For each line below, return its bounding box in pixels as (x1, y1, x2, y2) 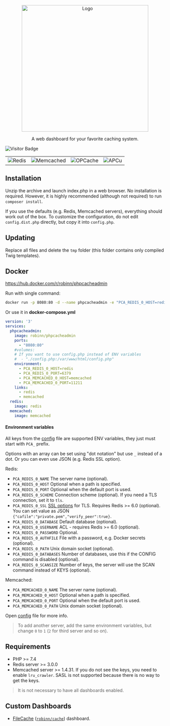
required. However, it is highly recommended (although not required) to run (5, 193, 162, 199)
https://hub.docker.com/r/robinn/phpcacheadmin (5, 280, 108, 287)
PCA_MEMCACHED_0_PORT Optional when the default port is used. (12, 597, 141, 603)
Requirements (5, 642, 51, 651)
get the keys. (12, 677, 40, 683)
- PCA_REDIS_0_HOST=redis (18, 366, 73, 372)
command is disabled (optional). (12, 556, 80, 562)
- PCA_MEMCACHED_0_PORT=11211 (18, 380, 82, 385)
